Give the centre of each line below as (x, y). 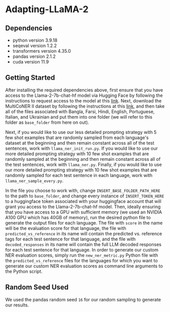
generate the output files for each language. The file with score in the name (84, 223)
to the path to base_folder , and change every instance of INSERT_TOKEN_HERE (85, 196)
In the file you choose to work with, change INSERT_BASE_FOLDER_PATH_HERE (83, 190)
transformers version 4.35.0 (42, 51)
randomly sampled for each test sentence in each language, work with (79, 175)
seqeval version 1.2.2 (35, 46)
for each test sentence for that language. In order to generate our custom (82, 250)
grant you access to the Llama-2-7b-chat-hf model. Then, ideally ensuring (83, 206)
